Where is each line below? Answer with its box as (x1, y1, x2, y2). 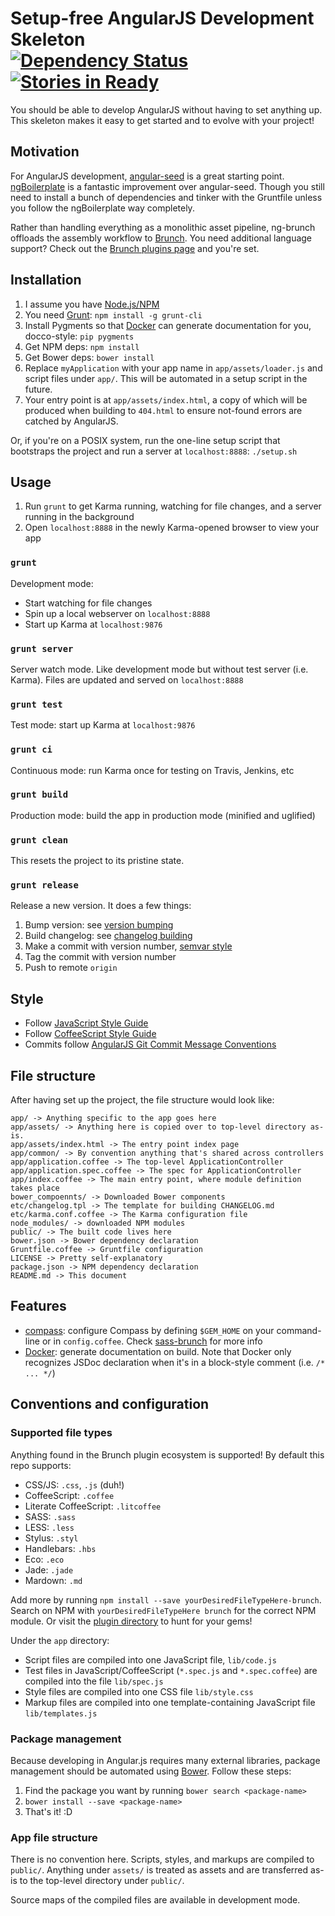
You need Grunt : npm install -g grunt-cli (24, 308, 203, 321)
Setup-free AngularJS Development (10, 7, 315, 30)
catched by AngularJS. (24, 415, 119, 427)
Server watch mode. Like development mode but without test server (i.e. (10, 663, 309, 675)
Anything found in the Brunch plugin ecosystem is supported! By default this (10, 1448, 325, 1461)
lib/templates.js (24, 1708, 98, 1719)
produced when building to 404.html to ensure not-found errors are (24, 404, 303, 416)
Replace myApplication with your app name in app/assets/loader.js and (24, 362, 323, 374)
